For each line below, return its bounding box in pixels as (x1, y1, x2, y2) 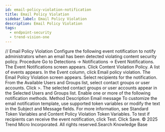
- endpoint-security (9, 30, 52, 35)
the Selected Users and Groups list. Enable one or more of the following (5, 90, 151, 96)
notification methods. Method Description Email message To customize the (5, 95, 158, 101)
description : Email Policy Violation (5, 21, 83, 26)
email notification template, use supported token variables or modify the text (5, 100, 160, 106)
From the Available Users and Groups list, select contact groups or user (5, 79, 150, 85)
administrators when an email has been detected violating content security (5, 53, 157, 59)
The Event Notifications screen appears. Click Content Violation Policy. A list (5, 64, 160, 69)
